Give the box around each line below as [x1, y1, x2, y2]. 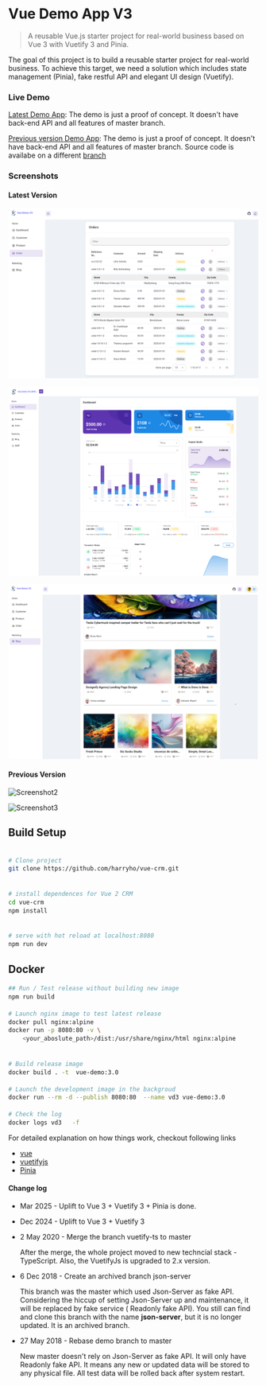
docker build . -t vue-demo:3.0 [8, 1068, 119, 1076]
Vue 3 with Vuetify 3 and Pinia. [27, 39, 129, 49]
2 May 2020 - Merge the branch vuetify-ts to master [19, 1232, 192, 1242]
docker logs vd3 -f [8, 1119, 80, 1127]
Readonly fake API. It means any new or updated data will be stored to [19, 1360, 250, 1369]
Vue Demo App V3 [8, 5, 133, 23]
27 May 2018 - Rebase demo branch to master [19, 1336, 172, 1345]
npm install [8, 906, 48, 915]
